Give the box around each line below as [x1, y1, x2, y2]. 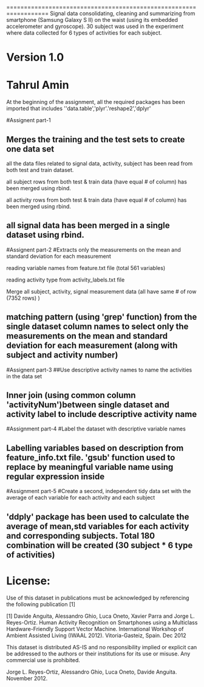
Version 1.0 [6, 50, 64, 64]
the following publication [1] [6, 600, 76, 608]
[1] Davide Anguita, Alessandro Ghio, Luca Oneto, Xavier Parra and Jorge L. [6, 612, 195, 620]
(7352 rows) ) [6, 294, 41, 302]
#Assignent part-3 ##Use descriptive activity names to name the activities [6, 366, 192, 373]
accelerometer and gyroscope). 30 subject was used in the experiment [6, 22, 184, 30]
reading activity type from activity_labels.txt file [6, 276, 125, 283]
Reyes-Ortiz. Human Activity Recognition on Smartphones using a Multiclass [6, 618, 198, 626]
